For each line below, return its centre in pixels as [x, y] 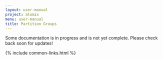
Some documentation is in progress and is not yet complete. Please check [81, 38]
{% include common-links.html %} [41, 53]
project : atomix [22, 14]
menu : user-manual [24, 19]
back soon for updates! [29, 43]
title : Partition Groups [31, 24]
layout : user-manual [27, 10]
